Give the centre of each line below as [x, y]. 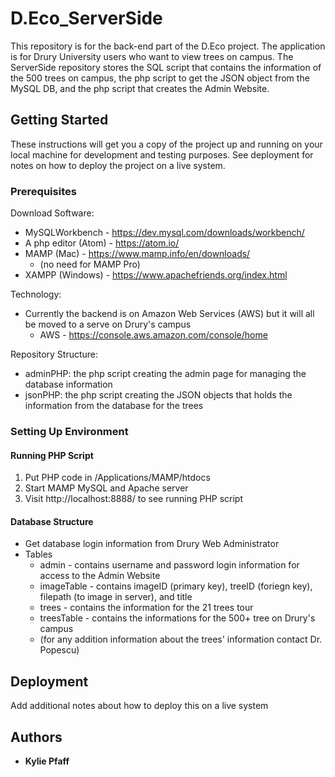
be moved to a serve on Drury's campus [108, 324]
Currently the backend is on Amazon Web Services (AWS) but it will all [169, 314]
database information [68, 384]
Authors [36, 737]
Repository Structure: [54, 354]
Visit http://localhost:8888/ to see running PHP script [134, 499]
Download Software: [52, 213]
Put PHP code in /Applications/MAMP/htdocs [117, 478]
